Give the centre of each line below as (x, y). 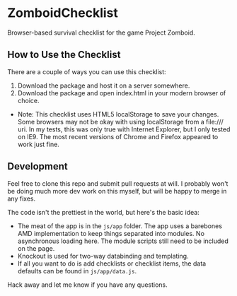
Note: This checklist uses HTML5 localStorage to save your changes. (118, 114)
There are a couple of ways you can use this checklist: (87, 71)
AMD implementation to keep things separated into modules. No (111, 233)
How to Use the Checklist (64, 55)
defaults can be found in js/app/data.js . (77, 271)
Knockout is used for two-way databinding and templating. (103, 256)
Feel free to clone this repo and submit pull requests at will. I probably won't (118, 183)
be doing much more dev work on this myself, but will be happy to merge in (117, 191)
